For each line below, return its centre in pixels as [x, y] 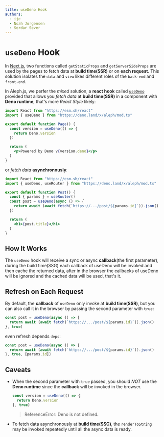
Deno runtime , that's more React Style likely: [50, 102]
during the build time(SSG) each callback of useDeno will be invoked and [79, 266]
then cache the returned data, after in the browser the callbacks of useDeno [82, 271]
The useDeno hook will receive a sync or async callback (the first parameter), [82, 260]
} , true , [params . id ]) [28, 354]
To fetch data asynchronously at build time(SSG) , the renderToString [82, 424]
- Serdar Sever [25, 28]
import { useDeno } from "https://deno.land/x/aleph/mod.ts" [69, 115]
